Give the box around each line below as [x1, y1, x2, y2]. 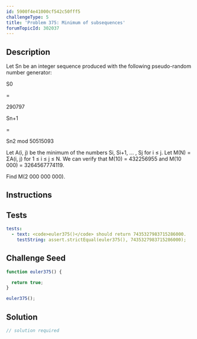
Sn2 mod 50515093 [6, 138, 54, 145]
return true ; [11, 279, 44, 285]
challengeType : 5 [6, 14, 49, 20]
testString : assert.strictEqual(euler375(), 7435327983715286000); [17, 237, 186, 243]
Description [6, 47, 50, 57]
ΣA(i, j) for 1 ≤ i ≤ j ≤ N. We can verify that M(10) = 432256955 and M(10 [6, 155, 182, 162]
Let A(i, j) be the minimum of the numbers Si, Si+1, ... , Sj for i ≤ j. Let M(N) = [6, 149, 191, 157]
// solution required [6, 328, 60, 334]
